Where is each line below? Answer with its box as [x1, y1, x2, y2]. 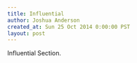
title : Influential [7, 10, 65, 17]
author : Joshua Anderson [7, 17, 80, 24]
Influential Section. [7, 49, 62, 57]
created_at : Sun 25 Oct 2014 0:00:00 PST [7, 23, 131, 30]
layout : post [7, 29, 46, 37]
